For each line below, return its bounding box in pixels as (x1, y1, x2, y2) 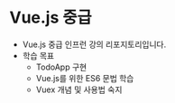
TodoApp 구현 (35, 61, 87, 72)
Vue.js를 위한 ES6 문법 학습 (35, 72, 134, 83)
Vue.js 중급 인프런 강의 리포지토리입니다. (22, 39, 167, 50)
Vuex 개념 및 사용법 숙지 (35, 84, 123, 95)
